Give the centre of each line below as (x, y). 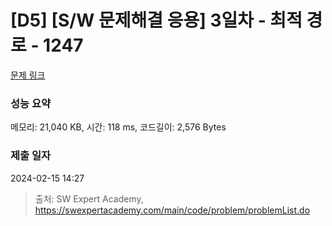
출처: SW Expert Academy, (89, 198)
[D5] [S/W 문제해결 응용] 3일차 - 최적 (156, 20)
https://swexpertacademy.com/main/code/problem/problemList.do (172, 210)
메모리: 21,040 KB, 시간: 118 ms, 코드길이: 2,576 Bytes (118, 127)
